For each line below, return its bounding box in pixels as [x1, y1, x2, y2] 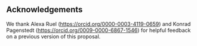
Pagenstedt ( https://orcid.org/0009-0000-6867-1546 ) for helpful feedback [6, 27, 191, 34]
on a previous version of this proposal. [6, 32, 101, 40]
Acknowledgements [6, 5, 83, 15]
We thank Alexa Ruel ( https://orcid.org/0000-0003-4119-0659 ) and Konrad [6, 20, 191, 27]
